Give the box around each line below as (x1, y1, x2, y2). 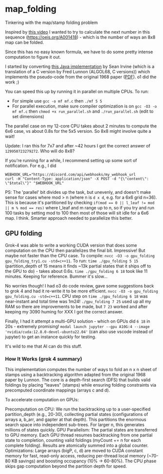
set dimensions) (12, 113, 45, 119)
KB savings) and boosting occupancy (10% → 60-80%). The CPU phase (11, 458, 157, 464)
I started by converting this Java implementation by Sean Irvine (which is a (5, 63, 155, 69)
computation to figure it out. (5, 54, 61, 60)
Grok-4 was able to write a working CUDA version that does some (5, 242, 137, 248)
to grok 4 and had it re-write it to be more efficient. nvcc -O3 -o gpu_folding (5, 288, 158, 294)
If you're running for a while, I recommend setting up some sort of (5, 157, 137, 163)
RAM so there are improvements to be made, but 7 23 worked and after (5, 304, 148, 309)
